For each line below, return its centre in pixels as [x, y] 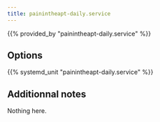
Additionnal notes [47, 94]
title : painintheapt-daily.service [59, 14]
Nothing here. [27, 111]
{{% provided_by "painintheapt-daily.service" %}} [79, 33]
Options [25, 55]
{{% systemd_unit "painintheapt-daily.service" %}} [80, 72]
